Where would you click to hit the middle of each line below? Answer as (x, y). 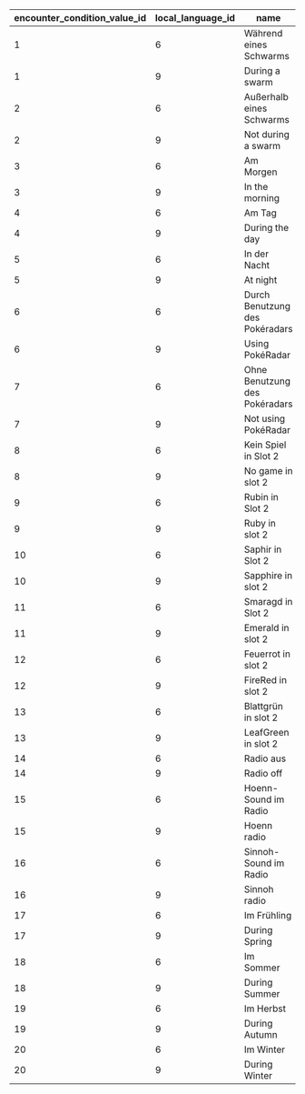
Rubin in (261, 497)
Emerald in (266, 628)
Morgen (261, 172)
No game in (268, 471)
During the (266, 228)
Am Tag (260, 213)
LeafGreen (266, 733)
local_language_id (195, 18)
